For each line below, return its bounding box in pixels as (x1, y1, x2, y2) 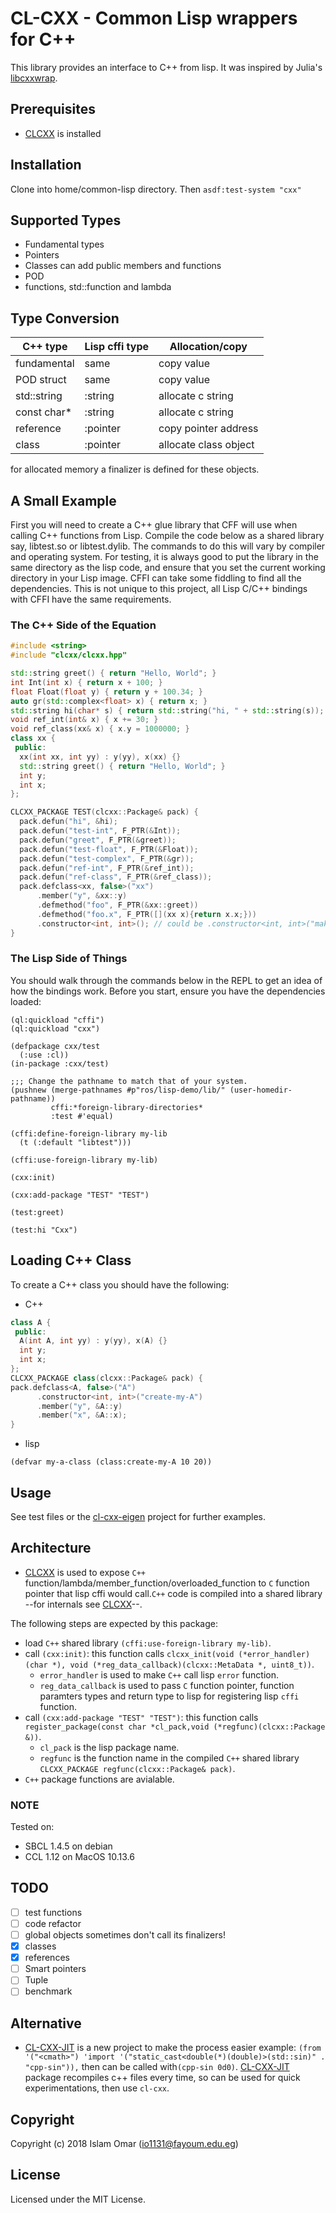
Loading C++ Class (10, 1252, 132, 1269)
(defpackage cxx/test (10, 1041, 101, 1051)
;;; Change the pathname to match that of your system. (10, 1076, 248, 1086)
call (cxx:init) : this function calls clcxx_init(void (24, 1647, 235, 1659)
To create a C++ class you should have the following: (10, 1278, 230, 1291)
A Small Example (10, 492, 117, 509)
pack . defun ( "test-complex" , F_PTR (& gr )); (19, 853, 195, 864)
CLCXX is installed (24, 127, 102, 139)
